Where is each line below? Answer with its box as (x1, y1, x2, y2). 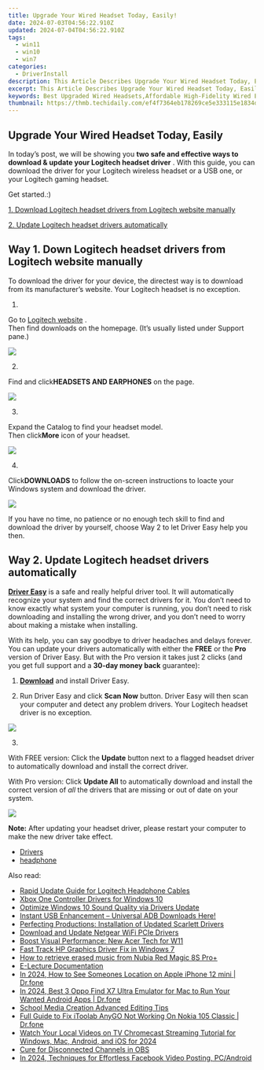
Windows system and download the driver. (8, 484, 147, 493)
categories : (8, 63, 47, 71)
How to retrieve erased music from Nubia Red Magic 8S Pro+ (19, 953, 218, 962)
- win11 (15, 41, 41, 49)
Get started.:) (8, 190, 51, 199)
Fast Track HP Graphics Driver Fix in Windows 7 (19, 944, 175, 954)
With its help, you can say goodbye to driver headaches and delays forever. (8, 635, 253, 645)
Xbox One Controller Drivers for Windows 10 (19, 894, 163, 903)
